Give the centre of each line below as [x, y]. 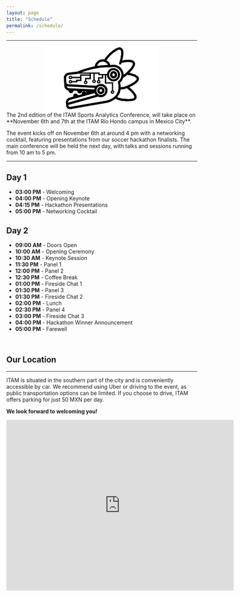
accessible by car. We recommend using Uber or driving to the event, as [96, 386]
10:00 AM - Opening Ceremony [55, 251]
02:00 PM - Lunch [38, 303]
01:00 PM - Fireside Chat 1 [48, 284]
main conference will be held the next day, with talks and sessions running [99, 146]
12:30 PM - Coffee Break [46, 278]
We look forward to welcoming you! [52, 411]
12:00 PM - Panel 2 [39, 271]
